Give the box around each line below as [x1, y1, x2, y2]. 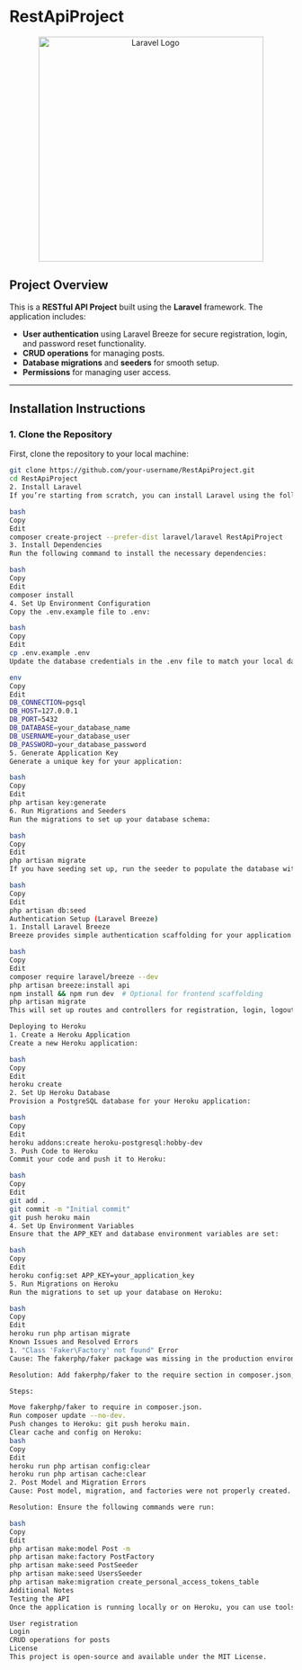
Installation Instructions [9, 401, 147, 417]
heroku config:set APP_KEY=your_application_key [9, 1270, 195, 1279]
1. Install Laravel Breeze [9, 922, 111, 932]
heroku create [9, 1080, 63, 1090]
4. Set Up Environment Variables [9, 1221, 135, 1230]
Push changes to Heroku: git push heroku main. [9, 1420, 191, 1429]
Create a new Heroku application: [9, 1038, 139, 1047]
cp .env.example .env [9, 649, 91, 658]
